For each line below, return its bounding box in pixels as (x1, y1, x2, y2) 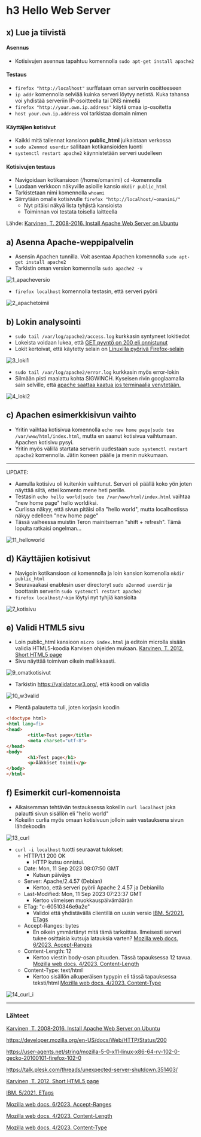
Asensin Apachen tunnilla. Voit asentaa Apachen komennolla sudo (14, 253, 177, 260)
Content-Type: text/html (23, 967, 83, 974)
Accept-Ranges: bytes (23, 922, 80, 929)
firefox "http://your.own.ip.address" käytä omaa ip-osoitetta (14, 103, 172, 111)
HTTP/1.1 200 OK (23, 852, 66, 859)
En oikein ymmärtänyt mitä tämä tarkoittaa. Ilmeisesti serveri (32, 928, 182, 935)
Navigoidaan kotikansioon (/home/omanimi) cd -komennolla (14, 176, 162, 184)
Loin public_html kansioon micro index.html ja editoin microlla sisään (14, 638, 185, 646)
